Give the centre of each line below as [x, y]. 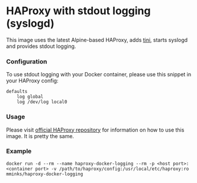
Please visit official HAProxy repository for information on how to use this [95, 130]
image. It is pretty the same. [40, 136]
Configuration [27, 62]
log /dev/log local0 [42, 102]
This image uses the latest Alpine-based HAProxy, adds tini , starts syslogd [97, 40]
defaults [17, 92]
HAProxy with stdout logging [78, 11]
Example [19, 151]
